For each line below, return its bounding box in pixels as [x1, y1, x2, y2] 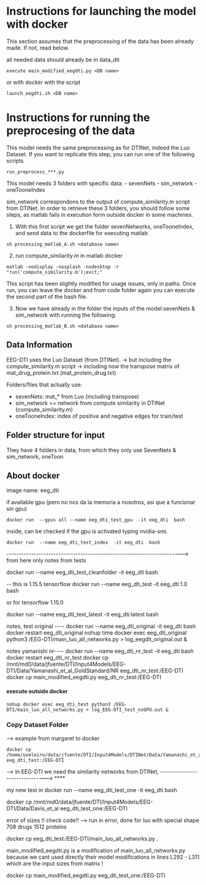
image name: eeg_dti [6, 487, 59, 494]
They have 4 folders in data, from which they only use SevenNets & [6, 446, 177, 454]
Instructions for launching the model [6, 4, 196, 18]
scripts [6, 157, 24, 164]
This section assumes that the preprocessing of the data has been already [6, 37, 194, 45]
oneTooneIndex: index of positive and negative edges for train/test [15, 412, 183, 420]
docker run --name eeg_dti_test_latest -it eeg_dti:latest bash [6, 611, 159, 618]
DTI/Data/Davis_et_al [6, 804, 59, 812]
